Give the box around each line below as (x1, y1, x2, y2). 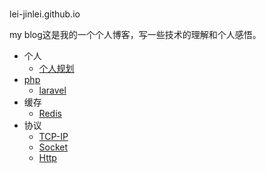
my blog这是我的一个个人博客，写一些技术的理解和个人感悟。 (9, 29, 262, 41)
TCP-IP (38, 131, 69, 143)
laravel (38, 84, 67, 97)
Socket (38, 141, 69, 153)
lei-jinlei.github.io (9, 8, 81, 20)
